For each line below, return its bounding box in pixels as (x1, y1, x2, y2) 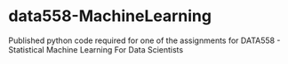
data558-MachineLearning (8, 6, 212, 26)
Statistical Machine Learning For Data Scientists (8, 44, 184, 54)
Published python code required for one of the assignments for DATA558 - (8, 35, 281, 46)
